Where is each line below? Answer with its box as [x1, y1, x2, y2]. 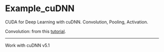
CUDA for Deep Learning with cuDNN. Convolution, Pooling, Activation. [5, 19, 148, 25]
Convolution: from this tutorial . [5, 28, 66, 34]
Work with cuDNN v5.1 [5, 42, 50, 48]
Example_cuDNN [5, 3, 75, 14]
